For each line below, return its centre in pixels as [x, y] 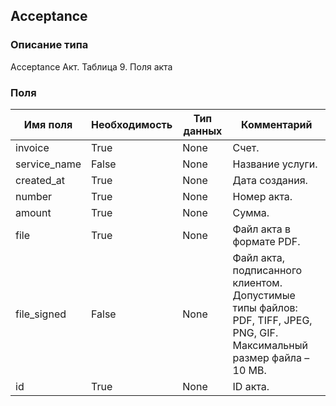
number [34, 196]
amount [33, 212]
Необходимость [132, 124]
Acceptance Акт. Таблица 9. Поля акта [91, 66]
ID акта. [251, 386]
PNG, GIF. [255, 332]
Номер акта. [262, 196]
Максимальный [270, 345]
